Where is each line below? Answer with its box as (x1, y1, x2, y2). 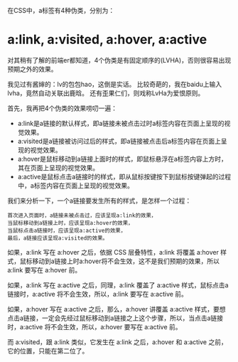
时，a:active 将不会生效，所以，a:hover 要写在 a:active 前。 (7, 322, 183, 331)
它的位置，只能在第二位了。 (7, 346, 89, 355)
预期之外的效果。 (7, 65, 58, 73)
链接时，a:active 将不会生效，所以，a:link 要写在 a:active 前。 (7, 289, 188, 298)
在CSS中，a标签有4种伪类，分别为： (7, 6, 115, 14)
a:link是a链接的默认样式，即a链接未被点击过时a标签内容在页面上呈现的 (17, 119, 225, 127)
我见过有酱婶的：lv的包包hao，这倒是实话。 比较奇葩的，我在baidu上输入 (7, 80, 222, 88)
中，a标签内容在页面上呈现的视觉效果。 (17, 181, 134, 190)
